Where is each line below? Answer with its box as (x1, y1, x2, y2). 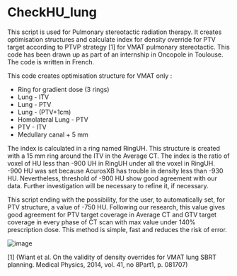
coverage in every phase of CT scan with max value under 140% (7, 217, 196, 226)
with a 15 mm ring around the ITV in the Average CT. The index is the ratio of (7, 151, 230, 160)
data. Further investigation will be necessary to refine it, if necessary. (7, 181, 209, 190)
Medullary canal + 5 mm (17, 130, 88, 139)
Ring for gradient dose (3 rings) (17, 85, 110, 93)
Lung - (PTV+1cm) (17, 108, 71, 116)
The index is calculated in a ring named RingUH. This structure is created (7, 144, 221, 152)
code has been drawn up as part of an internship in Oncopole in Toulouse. (7, 50, 224, 59)
